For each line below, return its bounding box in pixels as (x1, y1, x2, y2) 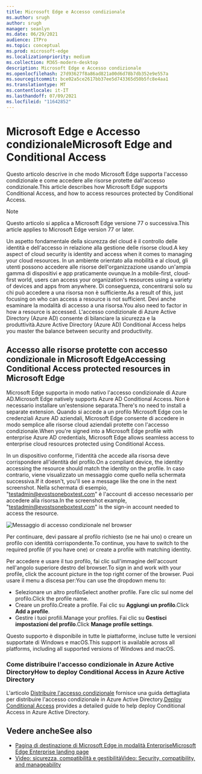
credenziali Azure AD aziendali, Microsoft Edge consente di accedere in (6, 415, 185, 422)
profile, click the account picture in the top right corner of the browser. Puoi (6, 571, 194, 578)
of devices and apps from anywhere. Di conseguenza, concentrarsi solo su (6, 282, 193, 290)
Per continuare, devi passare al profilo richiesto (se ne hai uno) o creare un (6, 533, 192, 540)
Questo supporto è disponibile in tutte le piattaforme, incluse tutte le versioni (6, 632, 197, 640)
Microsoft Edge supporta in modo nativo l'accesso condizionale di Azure (6, 389, 187, 396)
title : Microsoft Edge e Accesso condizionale (6, 8, 125, 15)
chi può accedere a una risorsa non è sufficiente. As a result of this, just (6, 289, 183, 296)
